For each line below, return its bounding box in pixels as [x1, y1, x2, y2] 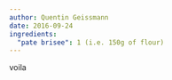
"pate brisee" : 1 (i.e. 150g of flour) [17, 37, 165, 47]
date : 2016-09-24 [9, 21, 74, 30]
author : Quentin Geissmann [9, 12, 109, 22]
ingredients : [9, 29, 58, 38]
